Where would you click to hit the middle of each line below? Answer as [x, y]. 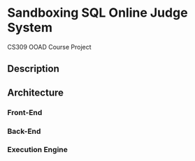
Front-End [25, 112]
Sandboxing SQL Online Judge [97, 13]
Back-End [24, 131]
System [30, 28]
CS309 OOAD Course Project [50, 47]
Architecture [36, 92]
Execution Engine [37, 150]
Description [33, 69]
